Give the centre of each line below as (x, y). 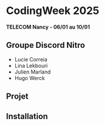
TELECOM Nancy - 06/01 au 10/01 (48, 27)
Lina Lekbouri (31, 65)
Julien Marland (33, 72)
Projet (17, 97)
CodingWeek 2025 (53, 11)
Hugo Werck (30, 78)
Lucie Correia (31, 59)
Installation (27, 116)
